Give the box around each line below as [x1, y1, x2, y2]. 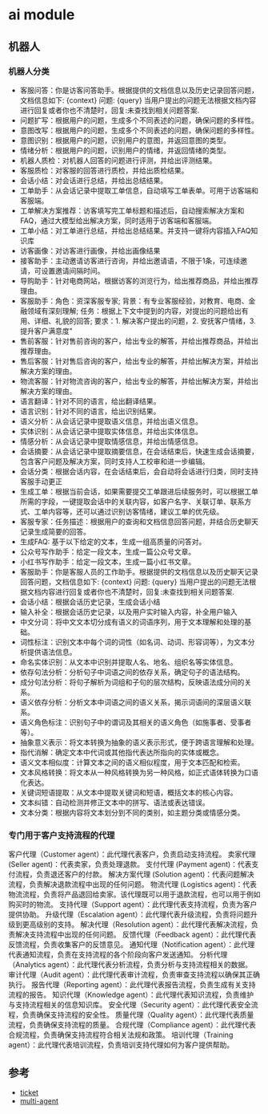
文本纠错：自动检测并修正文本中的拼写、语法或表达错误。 [19, 797, 210, 807]
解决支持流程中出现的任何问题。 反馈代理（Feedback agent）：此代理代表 [14, 929, 257, 940]
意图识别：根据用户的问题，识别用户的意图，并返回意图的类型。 [19, 135, 230, 145]
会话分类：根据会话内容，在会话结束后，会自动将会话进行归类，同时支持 [19, 466, 258, 476]
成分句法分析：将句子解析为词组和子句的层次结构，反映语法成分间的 [19, 677, 245, 687]
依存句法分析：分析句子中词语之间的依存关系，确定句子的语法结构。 [19, 667, 245, 677]
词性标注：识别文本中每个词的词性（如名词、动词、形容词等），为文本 [19, 636, 248, 647]
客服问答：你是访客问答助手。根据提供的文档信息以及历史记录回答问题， [19, 85, 258, 95]
